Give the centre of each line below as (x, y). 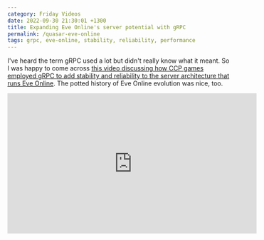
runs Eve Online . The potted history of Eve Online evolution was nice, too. (115, 83)
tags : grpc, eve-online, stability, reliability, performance (101, 41)
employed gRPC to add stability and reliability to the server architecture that (118, 76)
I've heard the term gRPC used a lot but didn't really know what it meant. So (118, 61)
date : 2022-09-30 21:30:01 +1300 (57, 21)
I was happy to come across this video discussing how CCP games (106, 68)
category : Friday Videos (44, 14)
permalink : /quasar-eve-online (54, 34)
